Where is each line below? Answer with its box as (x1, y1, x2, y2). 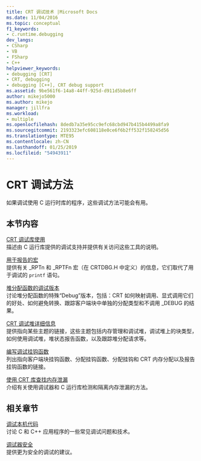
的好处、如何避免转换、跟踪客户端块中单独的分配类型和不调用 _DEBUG (6, 300, 183, 307)
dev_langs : (6, 37, 34, 43)
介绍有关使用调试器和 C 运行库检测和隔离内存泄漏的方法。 (6, 383, 151, 391)
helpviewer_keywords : (6, 65, 61, 72)
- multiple (6, 116, 34, 122)
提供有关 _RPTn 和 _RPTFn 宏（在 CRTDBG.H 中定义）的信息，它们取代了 (6, 264, 189, 271)
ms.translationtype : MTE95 (6, 133, 74, 140)
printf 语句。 (28, 271, 63, 279)
